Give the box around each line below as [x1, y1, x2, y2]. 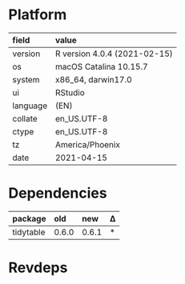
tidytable [12, 226, 46, 238]
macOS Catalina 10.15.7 [54, 61, 148, 72]
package [12, 213, 46, 224]
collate [12, 113, 38, 124]
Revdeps [8, 258, 68, 277]
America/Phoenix [54, 138, 120, 150]
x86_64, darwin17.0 [54, 74, 132, 85]
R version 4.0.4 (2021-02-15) [54, 48, 174, 59]
